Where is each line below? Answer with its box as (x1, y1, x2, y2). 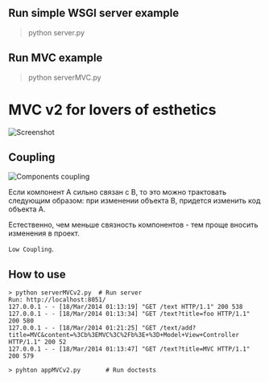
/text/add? (159, 324, 197, 332)
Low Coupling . (8, 244, 54, 254)
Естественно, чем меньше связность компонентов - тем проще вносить (8, 220, 259, 230)
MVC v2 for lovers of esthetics (8, 101, 217, 119)
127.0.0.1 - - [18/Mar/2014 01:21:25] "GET (8, 324, 157, 332)
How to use (8, 267, 66, 281)
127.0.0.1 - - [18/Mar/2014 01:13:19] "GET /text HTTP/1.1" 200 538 (8, 303, 243, 311)
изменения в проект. (8, 228, 81, 238)
